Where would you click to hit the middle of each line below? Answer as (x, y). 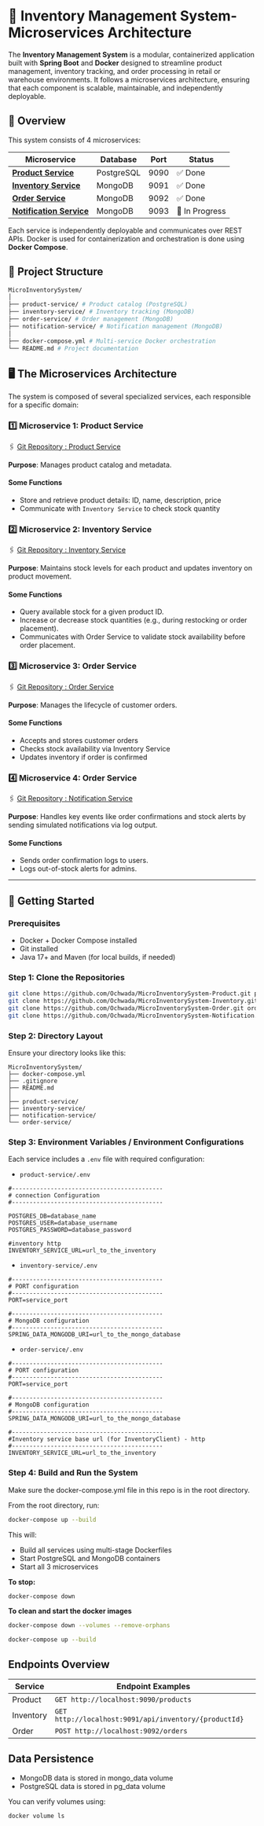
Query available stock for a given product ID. (92, 612)
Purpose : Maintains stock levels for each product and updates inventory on (130, 568)
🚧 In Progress (201, 211)
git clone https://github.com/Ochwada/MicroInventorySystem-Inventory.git (133, 1001)
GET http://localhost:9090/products (123, 1699)
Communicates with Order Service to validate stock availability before (132, 637)
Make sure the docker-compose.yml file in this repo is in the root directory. (129, 1490)
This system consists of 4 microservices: (75, 140)
